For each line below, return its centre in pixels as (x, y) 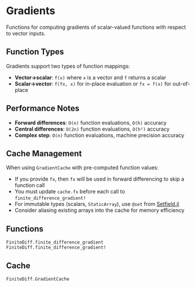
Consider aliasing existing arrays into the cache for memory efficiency (100, 211)
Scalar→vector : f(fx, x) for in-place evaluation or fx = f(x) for (93, 84)
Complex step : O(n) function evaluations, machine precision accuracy (100, 135)
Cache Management (44, 153)
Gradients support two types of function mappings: (68, 66)
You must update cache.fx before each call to (70, 192)
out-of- (181, 84)
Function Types (35, 52)
